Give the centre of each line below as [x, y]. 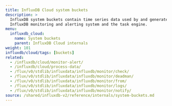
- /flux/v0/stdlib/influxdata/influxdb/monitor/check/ [70, 72]
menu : [11, 29]
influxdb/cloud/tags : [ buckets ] [40, 52]
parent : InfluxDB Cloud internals [51, 43]
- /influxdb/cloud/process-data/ [46, 67]
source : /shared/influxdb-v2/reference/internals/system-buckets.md [80, 95]
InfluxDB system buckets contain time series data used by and [79, 19]
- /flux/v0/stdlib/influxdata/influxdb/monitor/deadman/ [72, 76]
